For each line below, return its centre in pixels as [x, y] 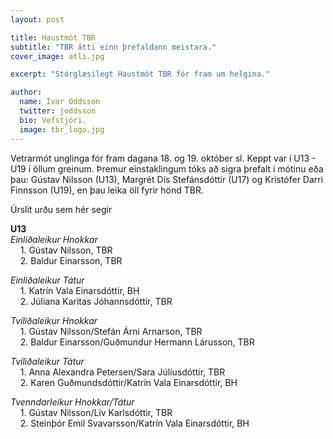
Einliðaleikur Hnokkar [54, 239]
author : [26, 92]
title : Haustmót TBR [53, 37]
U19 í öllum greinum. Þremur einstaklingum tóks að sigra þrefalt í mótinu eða [167, 168]
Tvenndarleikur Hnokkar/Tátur [72, 402]
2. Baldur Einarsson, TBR [71, 260]
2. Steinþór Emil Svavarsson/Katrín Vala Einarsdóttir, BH [134, 423]
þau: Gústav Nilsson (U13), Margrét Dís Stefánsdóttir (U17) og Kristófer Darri [167, 179]
